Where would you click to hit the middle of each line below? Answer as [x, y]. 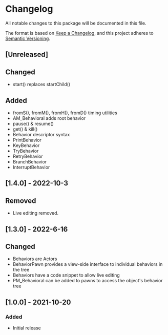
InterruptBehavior [31, 167]
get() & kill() [25, 129]
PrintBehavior [27, 140]
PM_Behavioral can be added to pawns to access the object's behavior [88, 281]
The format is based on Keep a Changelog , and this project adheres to [79, 33]
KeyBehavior [26, 145]
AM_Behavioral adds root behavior [49, 118]
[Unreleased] [27, 55]
